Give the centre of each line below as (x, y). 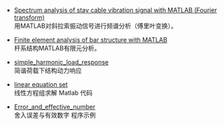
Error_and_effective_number (55, 107)
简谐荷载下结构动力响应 (48, 70)
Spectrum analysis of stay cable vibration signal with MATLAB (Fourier (115, 10)
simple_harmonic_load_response (61, 62)
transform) (29, 17)
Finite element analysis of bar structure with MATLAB (91, 40)
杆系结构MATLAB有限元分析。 (57, 48)
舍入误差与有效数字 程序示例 (55, 115)
